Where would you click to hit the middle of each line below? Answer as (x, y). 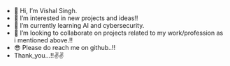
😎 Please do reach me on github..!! (65, 48)
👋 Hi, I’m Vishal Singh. (45, 11)
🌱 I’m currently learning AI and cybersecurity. (79, 25)
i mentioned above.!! (43, 40)
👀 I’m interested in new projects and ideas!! (76, 18)
